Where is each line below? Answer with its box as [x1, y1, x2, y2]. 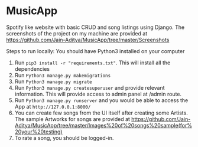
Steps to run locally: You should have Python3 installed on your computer [6, 47, 185, 54]
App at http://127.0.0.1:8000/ [14, 103, 91, 110]
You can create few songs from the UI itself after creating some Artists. [14, 109, 188, 116]
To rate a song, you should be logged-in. [14, 134, 114, 141]
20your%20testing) [14, 128, 63, 135]
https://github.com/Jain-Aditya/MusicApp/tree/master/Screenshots [6, 36, 170, 43]
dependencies [14, 65, 50, 72]
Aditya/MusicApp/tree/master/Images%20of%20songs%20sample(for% [14, 122, 192, 129]
